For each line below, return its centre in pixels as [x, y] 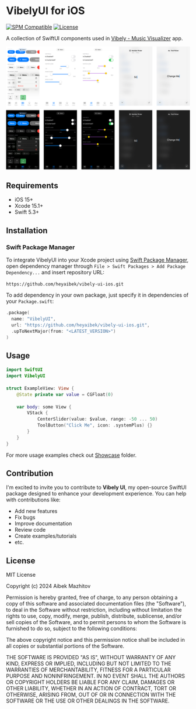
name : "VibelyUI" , [34, 319]
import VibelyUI [26, 376]
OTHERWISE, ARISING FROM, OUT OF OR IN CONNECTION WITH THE [91, 695]
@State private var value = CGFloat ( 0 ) [65, 394]
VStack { [38, 413]
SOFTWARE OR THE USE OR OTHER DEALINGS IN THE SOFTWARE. [88, 701]
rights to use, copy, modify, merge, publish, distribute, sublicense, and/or [94, 616]
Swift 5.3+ [27, 212]
